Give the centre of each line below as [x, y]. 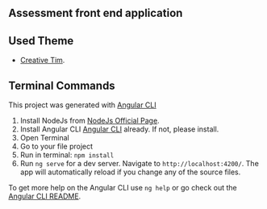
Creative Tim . [42, 61]
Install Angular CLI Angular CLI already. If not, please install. [119, 129]
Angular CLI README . [45, 196]
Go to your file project [56, 146]
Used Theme [41, 41]
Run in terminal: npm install [67, 155]
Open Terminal [45, 138]
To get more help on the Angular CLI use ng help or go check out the [123, 188]
